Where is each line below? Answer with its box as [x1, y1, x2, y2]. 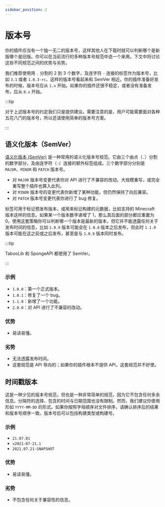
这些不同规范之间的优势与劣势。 [5, 60, 70, 66]
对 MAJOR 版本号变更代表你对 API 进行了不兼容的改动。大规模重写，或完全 [12, 177, 160, 183]
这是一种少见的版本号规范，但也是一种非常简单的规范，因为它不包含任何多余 [5, 392, 160, 398]
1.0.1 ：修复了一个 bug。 [12, 292, 63, 298]
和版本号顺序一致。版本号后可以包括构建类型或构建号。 [5, 410, 117, 416]
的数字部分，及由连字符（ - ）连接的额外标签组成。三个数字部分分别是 [5, 160, 145, 166]
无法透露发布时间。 [12, 356, 52, 362]
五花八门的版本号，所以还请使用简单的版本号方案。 [5, 114, 109, 121]
